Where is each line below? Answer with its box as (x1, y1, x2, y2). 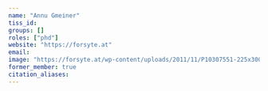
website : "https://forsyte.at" (8, 41, 112, 49)
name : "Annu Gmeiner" (8, 11, 81, 20)
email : (8, 48, 30, 56)
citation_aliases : (8, 70, 69, 78)
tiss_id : (8, 19, 37, 27)
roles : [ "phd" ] (8, 33, 59, 42)
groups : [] (8, 26, 45, 34)
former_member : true (8, 63, 77, 71)
